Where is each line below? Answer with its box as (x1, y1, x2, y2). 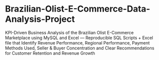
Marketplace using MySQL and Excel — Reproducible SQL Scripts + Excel (5, 35, 154, 41)
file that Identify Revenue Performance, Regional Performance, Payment (5, 40, 150, 45)
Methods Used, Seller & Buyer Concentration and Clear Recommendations (5, 45, 155, 51)
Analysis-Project (5, 14, 75, 25)
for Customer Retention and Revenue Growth (5, 50, 95, 56)
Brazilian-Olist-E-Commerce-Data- (5, 3, 150, 15)
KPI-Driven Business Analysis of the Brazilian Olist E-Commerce (5, 30, 134, 35)
